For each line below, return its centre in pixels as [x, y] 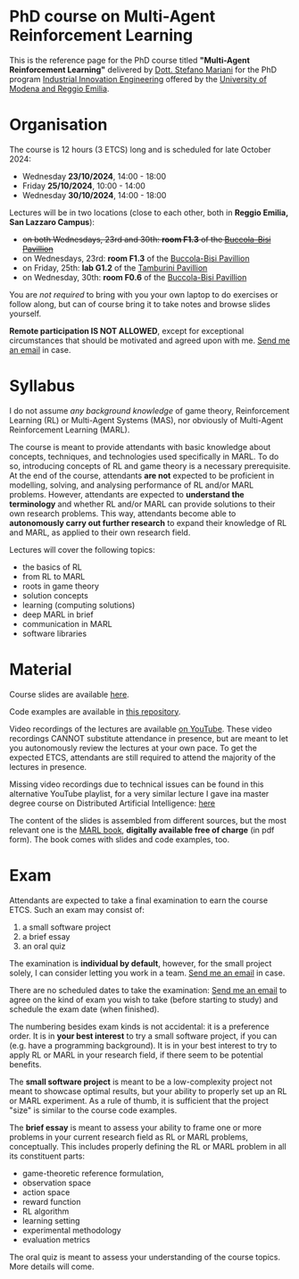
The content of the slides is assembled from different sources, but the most [148, 820]
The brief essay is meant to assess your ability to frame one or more [135, 1127]
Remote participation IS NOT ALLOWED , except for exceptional [127, 330]
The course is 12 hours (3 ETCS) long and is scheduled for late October [140, 149]
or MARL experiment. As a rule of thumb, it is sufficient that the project [139, 1100]
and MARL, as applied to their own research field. [100, 532]
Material [41, 669]
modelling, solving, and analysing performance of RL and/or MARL [132, 485]
